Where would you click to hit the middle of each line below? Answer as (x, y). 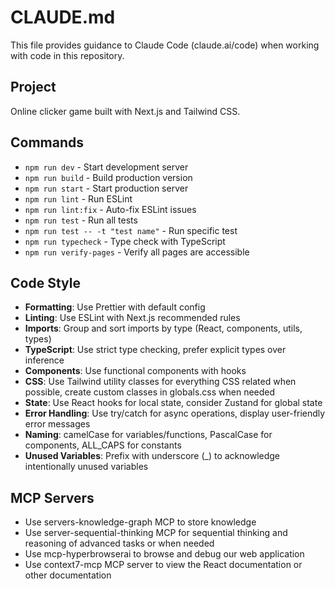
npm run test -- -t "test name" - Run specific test (131, 230)
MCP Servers (52, 497)
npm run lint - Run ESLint (78, 198)
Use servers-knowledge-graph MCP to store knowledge (140, 522)
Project (33, 87)
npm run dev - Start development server (106, 167)
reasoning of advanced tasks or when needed (119, 543)
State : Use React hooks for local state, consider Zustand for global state (173, 403)
